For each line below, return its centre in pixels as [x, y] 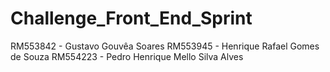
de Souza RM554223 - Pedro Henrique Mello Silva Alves [127, 56]
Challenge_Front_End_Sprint [131, 18]
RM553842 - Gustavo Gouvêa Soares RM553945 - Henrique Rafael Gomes [165, 46]
